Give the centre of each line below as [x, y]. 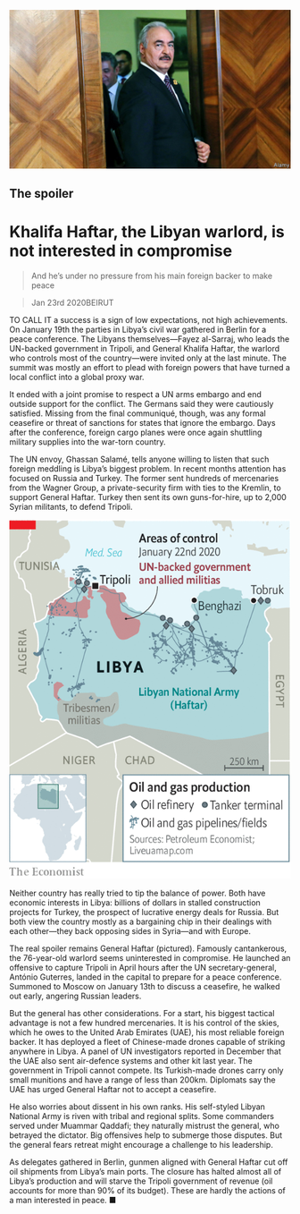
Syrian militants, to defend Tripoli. [71, 506]
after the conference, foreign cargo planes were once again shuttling [136, 432]
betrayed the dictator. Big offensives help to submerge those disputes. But [146, 1135]
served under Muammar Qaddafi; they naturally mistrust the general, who [144, 1126]
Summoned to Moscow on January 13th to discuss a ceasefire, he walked [145, 987]
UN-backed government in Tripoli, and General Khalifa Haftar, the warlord [145, 348]
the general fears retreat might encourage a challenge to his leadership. [142, 1145]
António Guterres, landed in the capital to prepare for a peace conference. [146, 977]
